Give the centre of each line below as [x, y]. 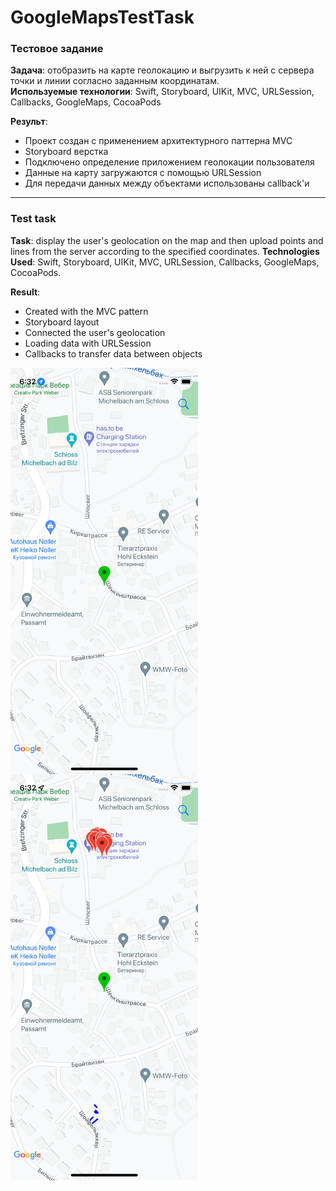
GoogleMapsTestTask [102, 17]
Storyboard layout [62, 322]
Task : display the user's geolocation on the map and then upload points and [167, 240]
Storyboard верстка [66, 152]
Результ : [29, 122]
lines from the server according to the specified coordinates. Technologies [165, 251]
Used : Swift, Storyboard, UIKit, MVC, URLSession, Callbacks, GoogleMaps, [165, 262]
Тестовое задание [57, 49]
